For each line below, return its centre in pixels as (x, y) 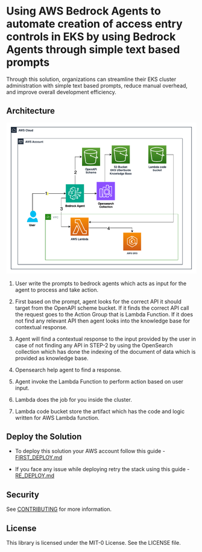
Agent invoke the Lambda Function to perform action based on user (99, 381)
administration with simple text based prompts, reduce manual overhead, (97, 85)
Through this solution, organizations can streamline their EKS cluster (91, 79)
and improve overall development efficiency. (61, 92)
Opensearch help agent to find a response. (68, 370)
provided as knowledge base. (52, 358)
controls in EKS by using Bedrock (91, 37)
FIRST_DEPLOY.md (38, 458)
